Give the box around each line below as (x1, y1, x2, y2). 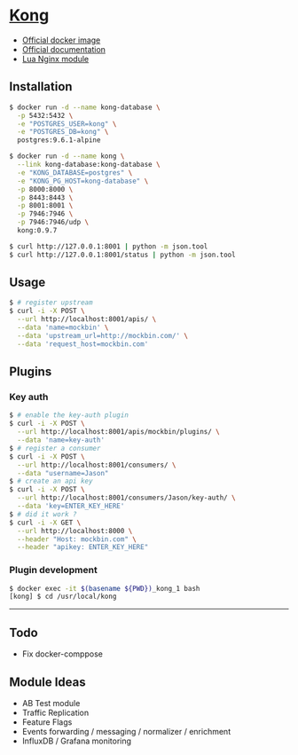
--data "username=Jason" (17, 468, 109, 477)
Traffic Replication (21, 707, 90, 718)
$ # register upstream (9, 298, 93, 307)
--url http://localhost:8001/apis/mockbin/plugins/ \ (17, 428, 220, 436)
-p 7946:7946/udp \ (17, 218, 90, 227)
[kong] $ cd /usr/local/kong (9, 592, 117, 602)
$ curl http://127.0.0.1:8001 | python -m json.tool (9, 241, 208, 251)
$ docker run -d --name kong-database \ (9, 103, 161, 112)
